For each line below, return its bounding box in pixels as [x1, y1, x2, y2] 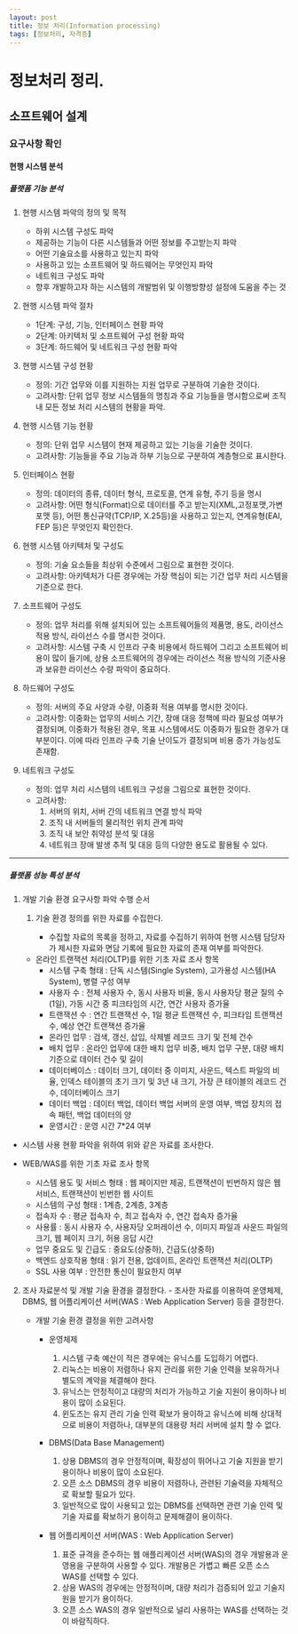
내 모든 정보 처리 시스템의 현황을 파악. [35, 402, 166, 413]
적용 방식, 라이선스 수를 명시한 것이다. [35, 630, 166, 641]
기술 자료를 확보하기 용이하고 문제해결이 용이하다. [61, 1511, 233, 1522]
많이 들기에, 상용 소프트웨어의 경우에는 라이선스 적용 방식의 [51, 653, 255, 663]
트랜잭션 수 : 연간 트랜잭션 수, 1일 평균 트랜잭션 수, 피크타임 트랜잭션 [48, 1010, 284, 1021]
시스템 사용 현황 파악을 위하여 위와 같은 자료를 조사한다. [21, 1140, 215, 1150]
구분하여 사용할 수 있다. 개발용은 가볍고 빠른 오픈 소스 [85, 1560, 271, 1571]
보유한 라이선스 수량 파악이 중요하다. [44, 664, 171, 675]
